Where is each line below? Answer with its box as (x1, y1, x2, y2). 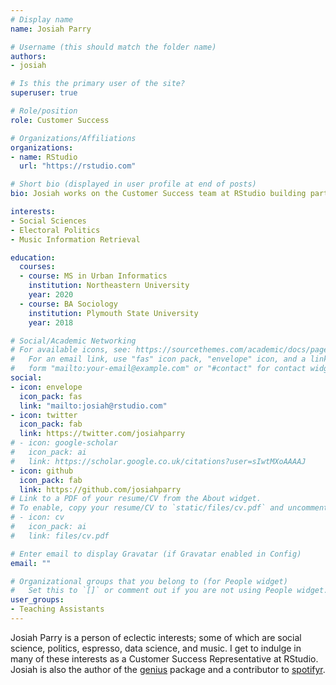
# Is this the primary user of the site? (10, 79, 186, 89)
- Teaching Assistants (10, 604, 105, 615)
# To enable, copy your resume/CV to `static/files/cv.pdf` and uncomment (10, 503, 329, 513)
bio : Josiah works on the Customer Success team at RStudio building (10, 189, 307, 199)
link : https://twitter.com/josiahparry (19, 429, 186, 439)
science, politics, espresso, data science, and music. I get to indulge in (10, 642, 302, 654)
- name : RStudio (10, 152, 78, 162)
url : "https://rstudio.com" (19, 161, 137, 171)
